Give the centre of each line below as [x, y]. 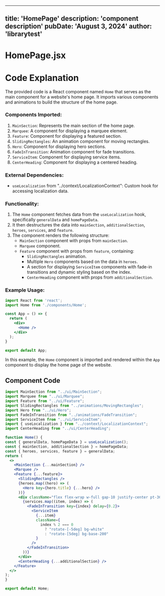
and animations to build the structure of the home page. [61, 102]
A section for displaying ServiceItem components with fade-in [89, 267]
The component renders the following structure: [61, 235]
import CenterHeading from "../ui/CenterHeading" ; [58, 429]
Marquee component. [40, 246]
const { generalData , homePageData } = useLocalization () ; [67, 442]
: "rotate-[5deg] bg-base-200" [77, 534]
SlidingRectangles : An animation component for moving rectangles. [81, 141]
